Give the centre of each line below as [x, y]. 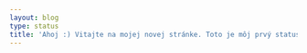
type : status [34, 26]
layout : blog [34, 18]
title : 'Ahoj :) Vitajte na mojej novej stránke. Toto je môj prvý [141, 34]
